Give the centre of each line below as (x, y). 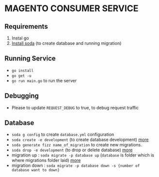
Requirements (26, 27)
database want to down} (36, 170)
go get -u (22, 76)
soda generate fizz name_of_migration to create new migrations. (77, 145)
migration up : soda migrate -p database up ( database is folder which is (83, 155)
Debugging (22, 96)
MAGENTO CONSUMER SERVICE (72, 9)
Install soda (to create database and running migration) (66, 43)
